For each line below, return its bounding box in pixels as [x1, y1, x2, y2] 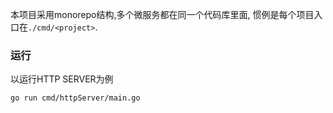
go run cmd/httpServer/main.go [10, 93, 141, 103]
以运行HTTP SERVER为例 [10, 73, 114, 85]
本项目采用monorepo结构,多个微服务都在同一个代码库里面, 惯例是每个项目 [10, 9, 315, 20]
